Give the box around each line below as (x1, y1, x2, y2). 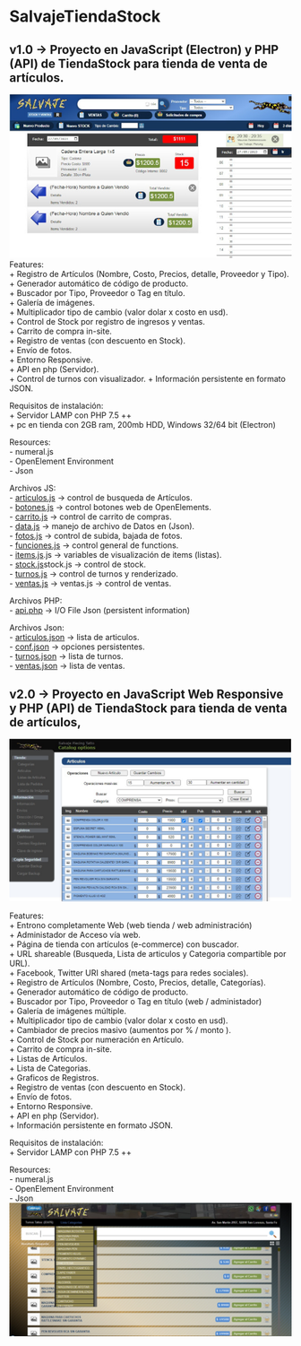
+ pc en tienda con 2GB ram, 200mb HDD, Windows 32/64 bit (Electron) (9, 420, 276, 430)
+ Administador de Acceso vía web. (9, 929, 142, 940)
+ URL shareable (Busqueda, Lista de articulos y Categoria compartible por (9, 948, 287, 959)
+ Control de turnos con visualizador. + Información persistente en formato (9, 374, 287, 385)
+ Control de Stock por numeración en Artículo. (9, 1034, 185, 1045)
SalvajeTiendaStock (9, 6, 161, 27)
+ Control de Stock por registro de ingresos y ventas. (9, 317, 206, 327)
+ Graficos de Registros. (9, 1072, 99, 1082)
